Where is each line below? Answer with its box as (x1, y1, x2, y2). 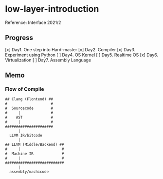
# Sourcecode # (5, 106, 54, 111)
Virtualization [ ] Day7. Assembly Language (5, 57, 91, 63)
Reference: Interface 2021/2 (5, 20, 61, 25)
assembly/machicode (9, 169, 49, 174)
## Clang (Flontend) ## (5, 97, 54, 102)
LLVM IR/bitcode (9, 133, 42, 138)
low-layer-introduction (5, 3, 99, 15)
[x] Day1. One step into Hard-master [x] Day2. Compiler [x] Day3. (5, 46, 136, 52)
